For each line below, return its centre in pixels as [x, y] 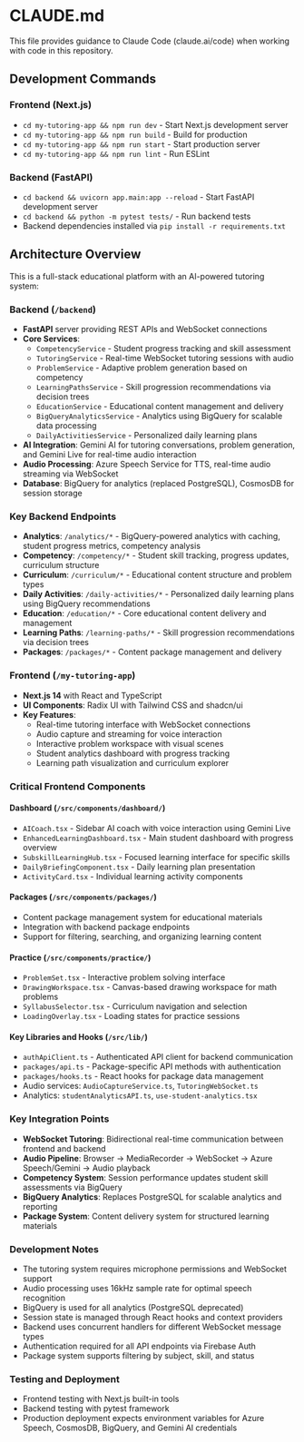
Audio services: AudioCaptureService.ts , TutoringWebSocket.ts [140, 1086]
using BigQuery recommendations [87, 603]
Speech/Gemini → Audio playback [87, 1168]
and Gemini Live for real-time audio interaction [109, 455]
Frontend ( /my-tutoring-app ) [73, 675]
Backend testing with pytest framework [96, 1408]
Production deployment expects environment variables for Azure [143, 1418]
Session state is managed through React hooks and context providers [152, 1317]
